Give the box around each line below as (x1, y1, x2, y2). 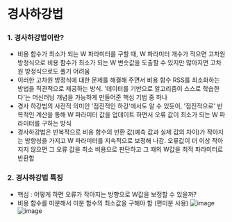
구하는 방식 (41, 119, 72, 128)
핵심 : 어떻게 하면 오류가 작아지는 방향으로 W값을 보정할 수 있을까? (17, 190, 197, 198)
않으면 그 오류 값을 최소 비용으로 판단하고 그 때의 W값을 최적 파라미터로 (30, 145, 224, 153)
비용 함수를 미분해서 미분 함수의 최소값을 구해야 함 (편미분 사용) (17, 198, 189, 207)
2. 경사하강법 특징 (7, 173, 64, 182)
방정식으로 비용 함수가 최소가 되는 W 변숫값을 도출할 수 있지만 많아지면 (17, 58, 209, 67)
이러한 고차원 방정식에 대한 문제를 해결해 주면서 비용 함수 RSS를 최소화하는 (17, 76, 220, 84)
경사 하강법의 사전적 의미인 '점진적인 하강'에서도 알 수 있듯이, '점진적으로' (17, 102, 216, 110)
